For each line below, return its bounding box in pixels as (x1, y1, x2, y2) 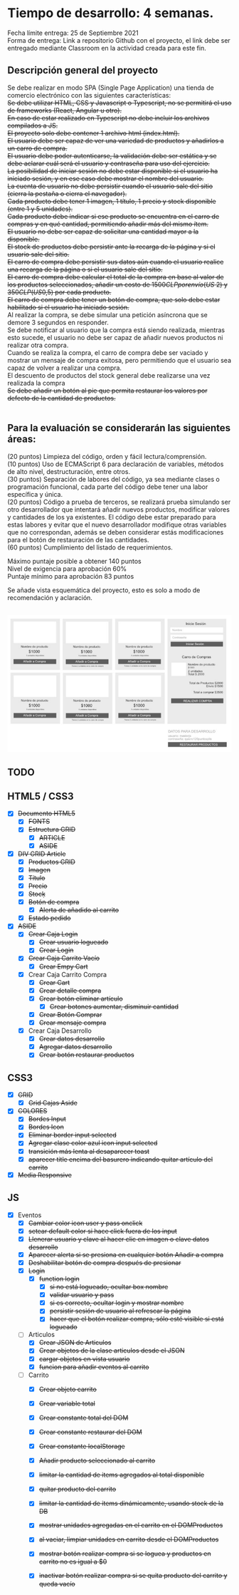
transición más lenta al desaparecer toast (28, 1147, 150, 1155)
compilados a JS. (7, 121, 58, 130)
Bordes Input (28, 1115, 66, 1123)
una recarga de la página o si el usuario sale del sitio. (7, 265, 163, 274)
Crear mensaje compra (38, 1018, 107, 1027)
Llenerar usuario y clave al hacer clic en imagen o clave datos (28, 1234, 210, 1243)
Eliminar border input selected (28, 1131, 117, 1140)
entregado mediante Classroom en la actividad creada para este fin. (7, 43, 206, 52)
